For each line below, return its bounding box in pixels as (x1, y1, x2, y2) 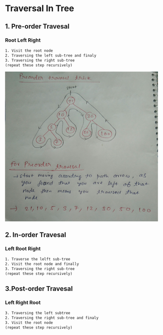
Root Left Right (5, 37, 41, 44)
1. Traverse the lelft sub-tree (5, 257, 70, 262)
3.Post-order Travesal (5, 284, 73, 293)
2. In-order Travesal (5, 230, 66, 239)
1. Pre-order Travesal (5, 22, 69, 30)
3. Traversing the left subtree (5, 310, 70, 315)
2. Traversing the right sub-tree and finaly (5, 315, 98, 320)
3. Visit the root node (5, 320, 53, 325)
